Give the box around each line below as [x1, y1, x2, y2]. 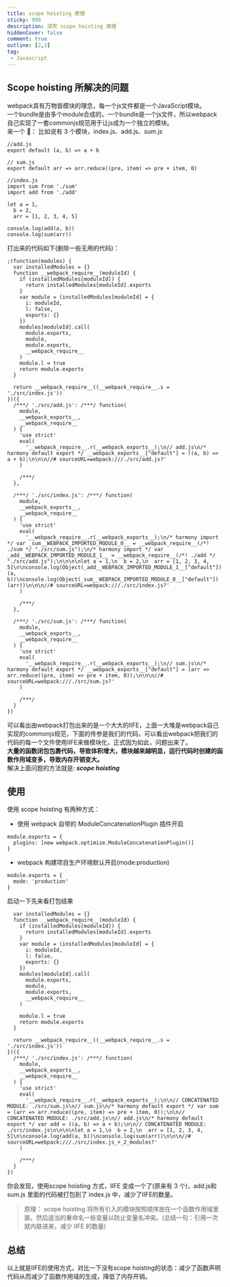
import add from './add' [7, 189, 78, 196]
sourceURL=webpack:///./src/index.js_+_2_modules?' [7, 1139, 157, 1146]
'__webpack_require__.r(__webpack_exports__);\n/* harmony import [25, 533, 219, 541]
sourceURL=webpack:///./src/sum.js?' [7, 677, 115, 685]
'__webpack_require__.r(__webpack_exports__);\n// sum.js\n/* [25, 660, 207, 666]
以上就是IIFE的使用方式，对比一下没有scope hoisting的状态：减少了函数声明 [7, 1264, 221, 1272]
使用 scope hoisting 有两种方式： [7, 805, 101, 813]
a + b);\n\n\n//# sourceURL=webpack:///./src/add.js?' [7, 456, 167, 463]
